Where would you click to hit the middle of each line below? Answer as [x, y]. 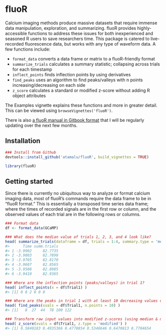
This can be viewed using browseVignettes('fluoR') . [59, 111]
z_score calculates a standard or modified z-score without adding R [81, 90]
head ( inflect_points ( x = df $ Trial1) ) [46, 287]
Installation [23, 141]
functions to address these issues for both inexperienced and [90, 33]
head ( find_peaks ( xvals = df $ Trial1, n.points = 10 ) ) [63, 306]
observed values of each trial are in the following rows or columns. [73, 215]
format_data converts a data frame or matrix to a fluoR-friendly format [83, 58]
